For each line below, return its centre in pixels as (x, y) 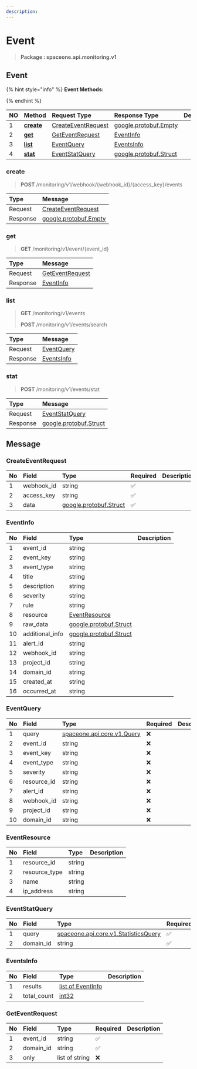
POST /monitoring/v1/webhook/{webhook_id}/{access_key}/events (101, 184)
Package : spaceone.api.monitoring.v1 (68, 57)
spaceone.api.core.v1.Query (101, 734)
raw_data (36, 624)
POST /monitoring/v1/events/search (64, 325)
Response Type (136, 115)
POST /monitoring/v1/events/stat (60, 389)
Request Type (72, 115)
